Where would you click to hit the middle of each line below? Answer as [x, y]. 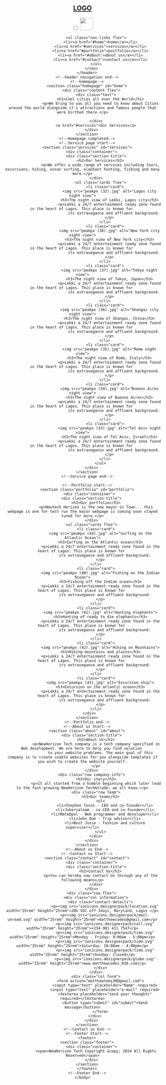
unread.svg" [20, 920]
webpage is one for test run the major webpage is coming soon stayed [82, 511]
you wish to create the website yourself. [82, 762]
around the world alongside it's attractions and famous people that [82, 108]
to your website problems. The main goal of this [100, 753]
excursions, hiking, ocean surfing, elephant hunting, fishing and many [82, 169]
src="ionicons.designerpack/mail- [114, 915]
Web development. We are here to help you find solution [81, 748]
